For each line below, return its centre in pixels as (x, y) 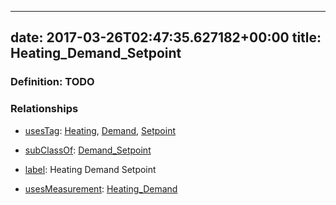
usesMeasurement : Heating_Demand (101, 188)
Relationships (44, 109)
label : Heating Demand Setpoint (90, 169)
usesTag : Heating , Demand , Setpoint (100, 130)
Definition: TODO (52, 82)
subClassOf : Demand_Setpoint (88, 150)
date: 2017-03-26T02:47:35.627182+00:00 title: (166, 37)
